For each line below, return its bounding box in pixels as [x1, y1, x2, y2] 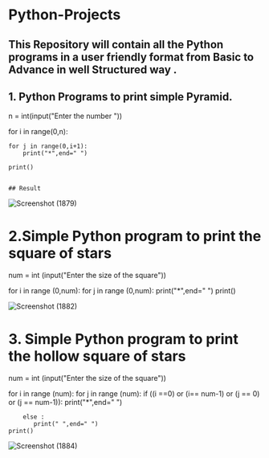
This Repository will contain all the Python [8, 38, 224, 51]
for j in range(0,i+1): [8, 142, 88, 150]
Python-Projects [8, 6, 121, 24]
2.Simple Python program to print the [8, 227, 262, 245]
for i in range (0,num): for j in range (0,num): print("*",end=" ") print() [8, 286, 236, 296]
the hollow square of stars [8, 347, 186, 365]
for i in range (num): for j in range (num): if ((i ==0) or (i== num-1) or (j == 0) [8, 389, 260, 399]
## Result [8, 185, 42, 193]
